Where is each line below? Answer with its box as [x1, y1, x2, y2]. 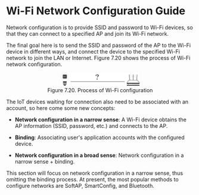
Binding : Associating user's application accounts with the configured [14, 134, 185, 141]
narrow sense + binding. [14, 158, 75, 165]
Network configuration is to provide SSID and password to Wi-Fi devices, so [6, 24, 194, 31]
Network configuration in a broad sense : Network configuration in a [14, 152, 184, 159]
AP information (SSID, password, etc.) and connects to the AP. [14, 122, 168, 130]
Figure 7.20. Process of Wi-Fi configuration [47, 87, 153, 94]
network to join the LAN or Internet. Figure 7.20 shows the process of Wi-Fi [6, 54, 191, 61]
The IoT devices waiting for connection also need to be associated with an [6, 98, 189, 105]
